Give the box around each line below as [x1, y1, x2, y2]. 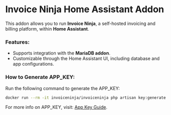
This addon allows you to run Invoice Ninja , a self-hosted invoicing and [5, 20, 156, 26]
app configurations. [12, 61, 55, 67]
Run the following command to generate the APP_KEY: [5, 85, 120, 91]
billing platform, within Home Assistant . [5, 25, 90, 32]
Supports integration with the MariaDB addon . [12, 50, 111, 56]
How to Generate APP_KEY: [5, 74, 75, 81]
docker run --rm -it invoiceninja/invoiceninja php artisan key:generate [5, 95, 166, 100]
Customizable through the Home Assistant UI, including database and [12, 55, 160, 62]
